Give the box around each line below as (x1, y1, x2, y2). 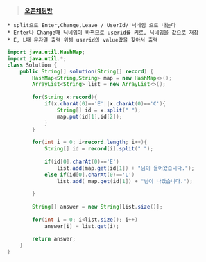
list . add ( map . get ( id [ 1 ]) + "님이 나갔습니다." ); (56, 177, 193, 184)
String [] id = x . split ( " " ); (56, 107, 141, 114)
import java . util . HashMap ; (7, 49, 85, 55)
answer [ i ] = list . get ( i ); (44, 222, 119, 229)
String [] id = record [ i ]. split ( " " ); (44, 146, 154, 152)
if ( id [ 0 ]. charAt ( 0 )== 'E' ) (44, 158, 119, 165)
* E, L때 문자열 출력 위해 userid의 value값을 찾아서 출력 (7, 37, 158, 44)
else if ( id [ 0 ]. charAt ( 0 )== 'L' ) (44, 171, 135, 178)
